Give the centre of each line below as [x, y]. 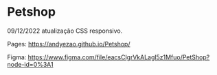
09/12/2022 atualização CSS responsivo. [65, 31]
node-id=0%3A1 [30, 64]
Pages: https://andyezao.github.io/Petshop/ [69, 44]
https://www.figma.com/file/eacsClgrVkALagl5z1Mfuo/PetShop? [119, 57]
